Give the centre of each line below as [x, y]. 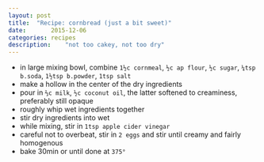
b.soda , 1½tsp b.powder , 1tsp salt [75, 76]
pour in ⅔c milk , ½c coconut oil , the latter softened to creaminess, [128, 92]
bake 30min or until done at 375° [73, 152]
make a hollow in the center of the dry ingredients [101, 85]
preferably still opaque [56, 101]
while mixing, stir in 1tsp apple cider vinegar [95, 126]
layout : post [30, 15]
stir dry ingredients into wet [65, 118]
